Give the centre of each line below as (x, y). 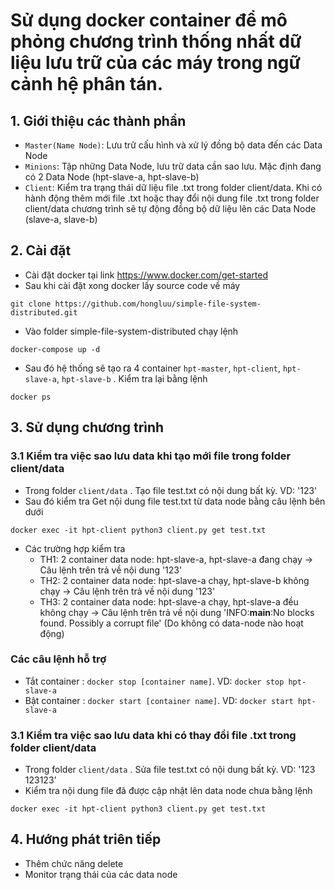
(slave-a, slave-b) (61, 219)
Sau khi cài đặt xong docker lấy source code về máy (132, 285)
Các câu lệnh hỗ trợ (58, 659)
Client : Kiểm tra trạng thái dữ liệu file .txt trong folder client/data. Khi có (173, 187)
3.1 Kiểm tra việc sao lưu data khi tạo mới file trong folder (151, 456)
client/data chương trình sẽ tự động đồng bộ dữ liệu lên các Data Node (170, 208)
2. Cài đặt (41, 250)
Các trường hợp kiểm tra (75, 548)
